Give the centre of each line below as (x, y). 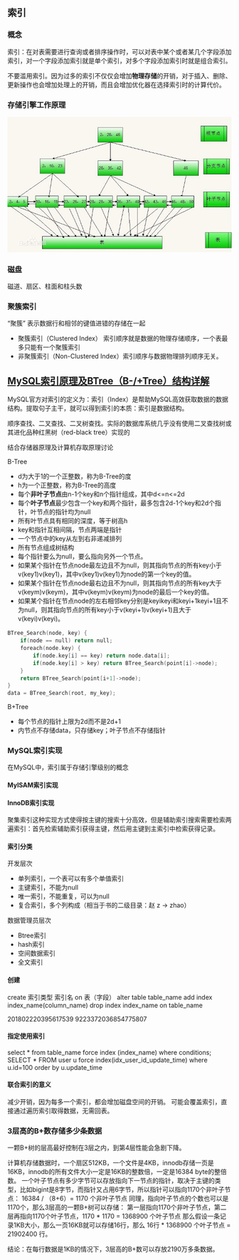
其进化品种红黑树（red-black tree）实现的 (69, 432)
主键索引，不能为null (48, 888)
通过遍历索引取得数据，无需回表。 (63, 1111)
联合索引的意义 (29, 1085)
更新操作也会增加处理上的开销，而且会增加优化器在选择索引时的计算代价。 (116, 85)
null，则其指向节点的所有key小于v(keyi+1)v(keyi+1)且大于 (108, 610)
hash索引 (31, 945)
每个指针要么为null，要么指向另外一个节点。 (82, 557)
